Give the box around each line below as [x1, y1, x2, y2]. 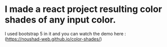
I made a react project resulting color [5, 3, 162, 15]
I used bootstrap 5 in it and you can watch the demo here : [5, 30, 127, 36]
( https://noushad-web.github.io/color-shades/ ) [5, 36, 102, 42]
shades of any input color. [5, 14, 117, 25]
